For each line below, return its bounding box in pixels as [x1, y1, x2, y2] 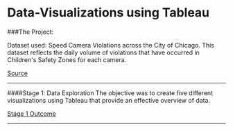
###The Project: [7, 28, 54, 36]
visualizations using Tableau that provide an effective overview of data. [7, 96, 210, 104]
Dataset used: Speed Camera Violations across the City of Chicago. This [7, 41, 215, 49]
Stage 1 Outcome [7, 109, 57, 118]
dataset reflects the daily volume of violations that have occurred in [7, 48, 200, 57]
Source [7, 69, 28, 77]
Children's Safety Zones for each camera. [7, 55, 127, 63]
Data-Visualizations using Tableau [7, 5, 210, 21]
